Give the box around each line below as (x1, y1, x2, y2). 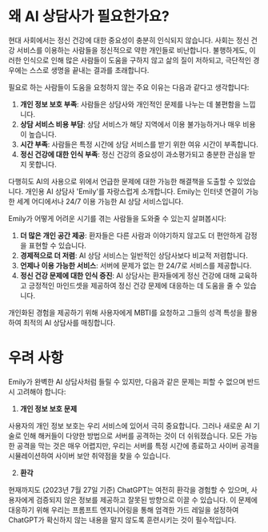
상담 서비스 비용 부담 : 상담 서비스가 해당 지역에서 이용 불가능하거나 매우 (19, 119, 242, 129)
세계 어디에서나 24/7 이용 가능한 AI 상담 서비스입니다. (16, 196, 184, 206)
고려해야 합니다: (16, 386, 66, 397)
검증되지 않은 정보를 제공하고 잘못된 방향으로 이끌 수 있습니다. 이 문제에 (35, 494, 258, 505)
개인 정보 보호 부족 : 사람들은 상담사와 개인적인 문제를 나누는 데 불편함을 (19, 99, 242, 109)
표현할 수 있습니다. (28, 240, 86, 250)
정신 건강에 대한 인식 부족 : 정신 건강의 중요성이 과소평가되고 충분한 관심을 (19, 149, 247, 159)
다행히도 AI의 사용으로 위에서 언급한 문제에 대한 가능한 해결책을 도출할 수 (8, 176, 235, 186)
